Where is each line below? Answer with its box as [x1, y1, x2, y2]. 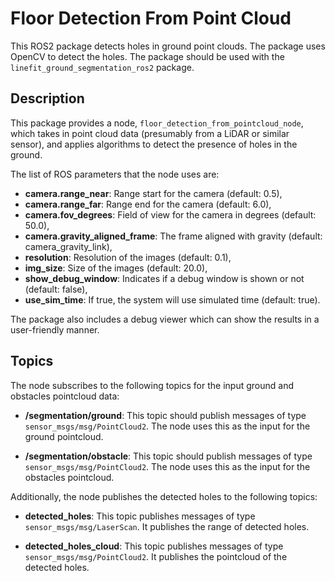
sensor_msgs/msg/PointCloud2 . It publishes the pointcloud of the [24, 550, 288, 562]
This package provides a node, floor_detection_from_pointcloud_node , [10, 117, 304, 129]
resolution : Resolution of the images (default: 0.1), [24, 251, 232, 263]
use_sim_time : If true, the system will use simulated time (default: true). [24, 293, 321, 306]
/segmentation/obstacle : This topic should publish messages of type [24, 450, 313, 462]
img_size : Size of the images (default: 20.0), [24, 262, 208, 274]
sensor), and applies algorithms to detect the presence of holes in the [10, 138, 298, 150]
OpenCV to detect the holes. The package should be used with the [10, 50, 285, 62]
